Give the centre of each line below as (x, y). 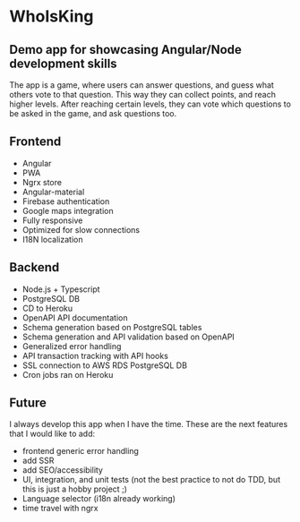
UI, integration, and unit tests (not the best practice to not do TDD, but (151, 480)
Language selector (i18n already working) (99, 499)
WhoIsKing (51, 17)
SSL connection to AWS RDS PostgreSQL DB (105, 365)
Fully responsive (52, 220)
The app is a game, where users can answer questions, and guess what (142, 85)
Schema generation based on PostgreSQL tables (112, 327)
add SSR (38, 461)
